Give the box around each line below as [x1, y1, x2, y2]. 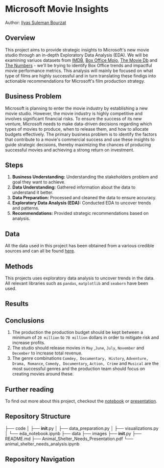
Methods [5, 262, 33, 270]
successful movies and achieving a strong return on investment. [5, 147, 135, 153]
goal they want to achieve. [12, 179, 66, 185]
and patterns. [12, 205, 40, 211]
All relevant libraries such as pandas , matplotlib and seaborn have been [5, 281, 148, 286]
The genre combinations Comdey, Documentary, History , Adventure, [12, 355, 149, 361]
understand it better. [12, 189, 54, 195]
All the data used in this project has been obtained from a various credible [5, 243, 154, 249]
